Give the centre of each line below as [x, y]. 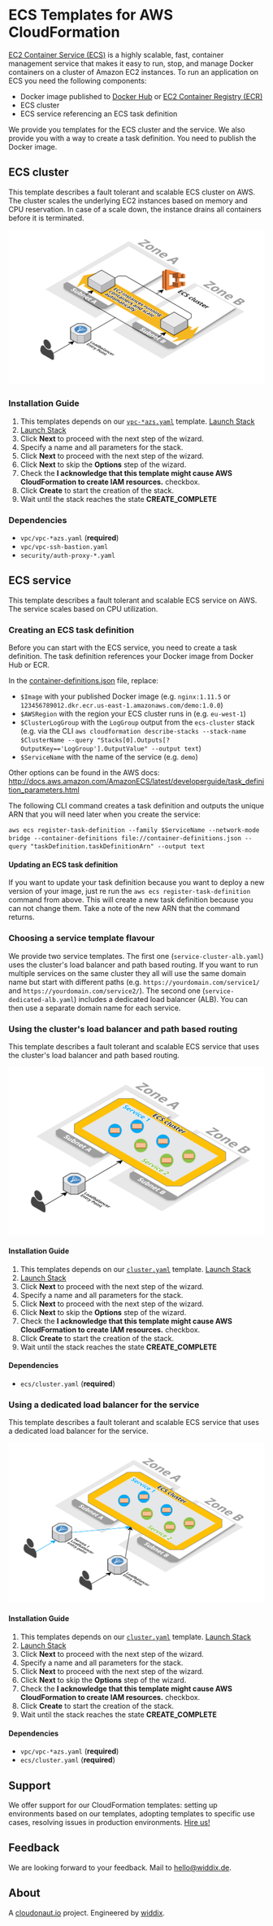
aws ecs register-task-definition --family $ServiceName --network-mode [134, 830]
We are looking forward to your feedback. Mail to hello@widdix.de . [120, 1867]
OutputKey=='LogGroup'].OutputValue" [84, 749]
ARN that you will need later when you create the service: [104, 814]
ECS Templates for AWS [91, 15]
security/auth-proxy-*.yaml [67, 556]
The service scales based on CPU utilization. [83, 608]
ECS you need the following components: [78, 81]
